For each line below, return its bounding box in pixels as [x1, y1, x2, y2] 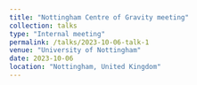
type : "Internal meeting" [9, 29, 105, 38]
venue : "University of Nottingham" [9, 46, 142, 55]
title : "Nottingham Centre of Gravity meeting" [9, 12, 190, 22]
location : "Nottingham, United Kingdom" [9, 63, 162, 72]
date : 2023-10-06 [9, 54, 74, 63]
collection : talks [9, 21, 78, 30]
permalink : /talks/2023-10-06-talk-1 [9, 37, 150, 47]
